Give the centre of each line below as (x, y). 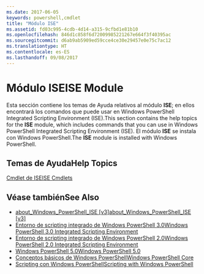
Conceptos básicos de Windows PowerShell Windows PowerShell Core (104, 257)
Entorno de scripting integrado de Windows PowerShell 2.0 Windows (101, 238)
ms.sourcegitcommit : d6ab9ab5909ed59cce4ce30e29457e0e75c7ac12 (89, 40)
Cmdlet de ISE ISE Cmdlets (40, 178)
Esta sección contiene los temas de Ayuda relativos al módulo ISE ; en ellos (100, 105)
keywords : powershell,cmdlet (43, 18)
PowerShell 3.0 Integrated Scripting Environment (77, 232)
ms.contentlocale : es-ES (38, 52)
